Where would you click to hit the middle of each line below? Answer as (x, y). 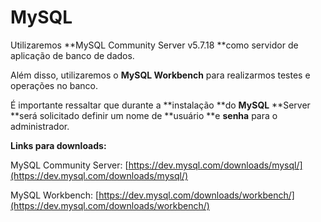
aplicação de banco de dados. (72, 55)
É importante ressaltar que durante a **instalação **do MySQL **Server (160, 105)
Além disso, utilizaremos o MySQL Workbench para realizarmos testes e (160, 75)
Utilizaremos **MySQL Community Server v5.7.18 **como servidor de (154, 45)
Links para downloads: (58, 145)
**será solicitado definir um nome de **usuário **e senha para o (144, 115)
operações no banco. (54, 85)
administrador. (40, 126)
